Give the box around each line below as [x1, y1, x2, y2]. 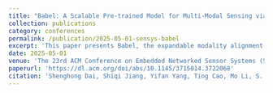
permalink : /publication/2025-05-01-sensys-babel [8, 34, 180, 43]
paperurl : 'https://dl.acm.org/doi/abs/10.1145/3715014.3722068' [8, 65, 234, 73]
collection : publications [8, 19, 96, 27]
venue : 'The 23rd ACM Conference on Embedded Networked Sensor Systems [8, 57, 256, 66]
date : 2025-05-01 [8, 49, 67, 57]
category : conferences [8, 27, 85, 35]
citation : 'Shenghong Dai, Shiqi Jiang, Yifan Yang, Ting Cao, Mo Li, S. [8, 72, 264, 80]
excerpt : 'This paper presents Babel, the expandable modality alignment [8, 42, 264, 50]
